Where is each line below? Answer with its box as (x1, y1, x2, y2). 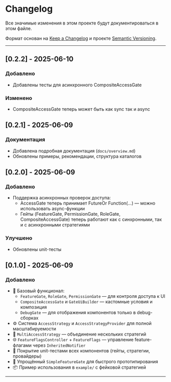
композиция (20, 304, 47, 310)
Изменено (5, 94, 33, 101)
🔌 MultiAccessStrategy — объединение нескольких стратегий (12, 331, 147, 337)
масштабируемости (12, 326, 56, 332)
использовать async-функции (20, 206, 85, 212)
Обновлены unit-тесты (12, 246, 62, 252)
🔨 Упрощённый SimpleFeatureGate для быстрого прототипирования (12, 359, 158, 365)
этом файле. (5, 25, 32, 31)
